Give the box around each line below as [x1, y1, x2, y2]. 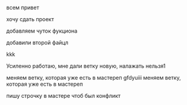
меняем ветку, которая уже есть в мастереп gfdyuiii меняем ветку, [6, 74, 182, 81]
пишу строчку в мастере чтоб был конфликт [6, 92, 121, 99]
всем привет [6, 4, 39, 11]
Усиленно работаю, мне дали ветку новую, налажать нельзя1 [6, 62, 166, 69]
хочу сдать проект [6, 16, 54, 22]
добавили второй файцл [6, 39, 68, 46]
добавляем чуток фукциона [6, 27, 77, 34]
